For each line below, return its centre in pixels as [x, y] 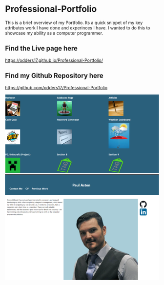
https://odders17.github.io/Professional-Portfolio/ [54, 60]
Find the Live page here [41, 48]
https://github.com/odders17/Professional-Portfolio [56, 87]
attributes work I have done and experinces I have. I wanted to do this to [78, 27]
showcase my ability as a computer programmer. [54, 33]
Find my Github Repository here [54, 76]
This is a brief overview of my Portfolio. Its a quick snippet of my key [74, 23]
